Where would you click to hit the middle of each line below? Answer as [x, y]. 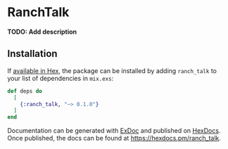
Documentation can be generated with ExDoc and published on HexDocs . [114, 131]
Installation [32, 54]
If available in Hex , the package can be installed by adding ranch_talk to [112, 70]
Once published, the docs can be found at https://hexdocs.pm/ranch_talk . [114, 138]
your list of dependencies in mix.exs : [61, 78]
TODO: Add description [42, 32]
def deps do [25, 91]
